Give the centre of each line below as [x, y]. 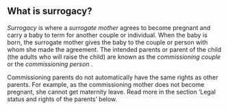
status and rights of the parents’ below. [62, 99]
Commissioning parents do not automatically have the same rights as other [113, 77]
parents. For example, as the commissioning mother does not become [106, 84]
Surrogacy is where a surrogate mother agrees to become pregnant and [109, 27]
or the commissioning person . [50, 64]
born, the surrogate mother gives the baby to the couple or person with [107, 42]
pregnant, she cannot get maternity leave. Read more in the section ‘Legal [111, 92]
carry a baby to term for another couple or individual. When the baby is [107, 35]
